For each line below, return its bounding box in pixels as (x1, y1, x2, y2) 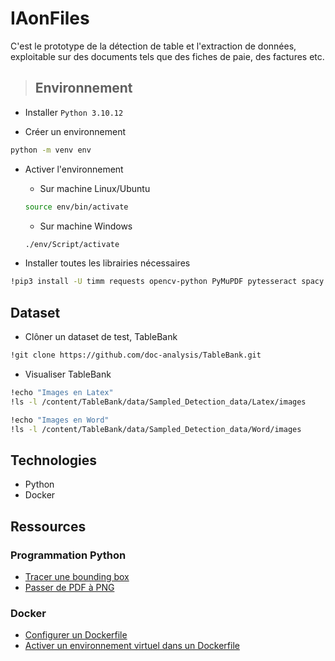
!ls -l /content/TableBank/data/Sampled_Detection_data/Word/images (10, 424, 302, 434)
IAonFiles (10, 7, 90, 30)
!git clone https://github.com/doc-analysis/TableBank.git (10, 350, 262, 361)
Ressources (10, 518, 87, 535)
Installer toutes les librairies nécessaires (24, 257, 191, 269)
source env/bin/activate (24, 202, 129, 212)
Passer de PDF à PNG (24, 581, 115, 593)
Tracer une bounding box (24, 570, 130, 582)
